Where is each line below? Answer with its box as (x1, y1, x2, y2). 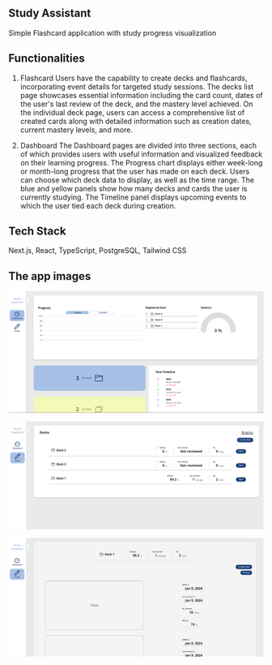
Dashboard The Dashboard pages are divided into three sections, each (19, 140, 257, 150)
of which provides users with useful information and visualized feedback (19, 149, 263, 159)
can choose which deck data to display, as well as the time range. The (19, 174, 255, 185)
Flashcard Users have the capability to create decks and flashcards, (19, 73, 248, 83)
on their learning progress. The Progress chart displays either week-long (19, 157, 263, 167)
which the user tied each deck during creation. (19, 200, 176, 210)
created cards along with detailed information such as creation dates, (19, 116, 253, 126)
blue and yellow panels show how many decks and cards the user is (19, 183, 248, 193)
